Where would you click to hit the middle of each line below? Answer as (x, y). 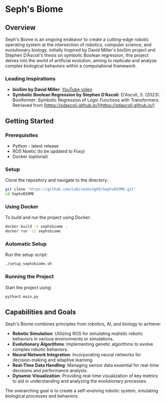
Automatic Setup (26, 244)
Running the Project (29, 277)
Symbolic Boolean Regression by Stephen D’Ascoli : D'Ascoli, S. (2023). (86, 95)
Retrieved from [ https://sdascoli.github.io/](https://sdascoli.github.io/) (83, 105)
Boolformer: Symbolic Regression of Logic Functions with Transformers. (86, 100)
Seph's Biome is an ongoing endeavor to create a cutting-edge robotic (77, 39)
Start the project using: (28, 287)
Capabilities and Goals (41, 312)
